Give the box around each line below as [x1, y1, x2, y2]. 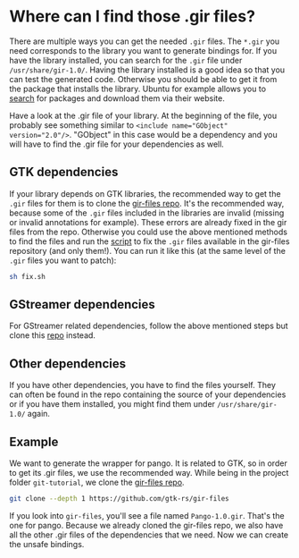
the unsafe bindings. [9, 538, 85, 549]
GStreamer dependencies [9, 297, 156, 312]
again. [27, 409, 51, 419]
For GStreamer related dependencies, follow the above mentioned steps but [9, 320, 288, 332]
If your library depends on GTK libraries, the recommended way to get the [9, 188, 281, 199]
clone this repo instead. [9, 330, 96, 341]
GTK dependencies [9, 165, 119, 180]
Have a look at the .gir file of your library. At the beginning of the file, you [9, 110, 278, 121]
